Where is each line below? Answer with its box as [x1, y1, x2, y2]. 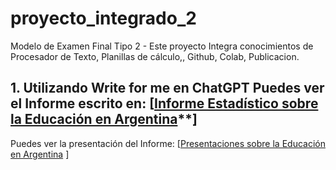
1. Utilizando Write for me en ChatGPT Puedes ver [10, 80, 325, 97]
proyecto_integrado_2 [10, 7, 197, 30]
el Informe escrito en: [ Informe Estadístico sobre [10, 95, 319, 112]
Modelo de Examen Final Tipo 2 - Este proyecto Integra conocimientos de [10, 40, 314, 52]
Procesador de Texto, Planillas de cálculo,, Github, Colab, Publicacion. [10, 50, 300, 62]
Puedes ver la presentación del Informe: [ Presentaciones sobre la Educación [10, 137, 326, 149]
